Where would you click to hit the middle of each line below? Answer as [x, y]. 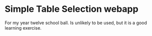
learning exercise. [23, 28]
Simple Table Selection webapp [71, 9]
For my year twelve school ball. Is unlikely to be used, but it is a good [76, 23]
